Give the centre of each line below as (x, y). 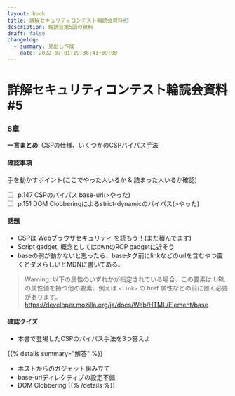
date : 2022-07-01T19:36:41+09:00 (69, 53)
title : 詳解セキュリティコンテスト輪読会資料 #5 (68, 20)
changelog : (23, 40)
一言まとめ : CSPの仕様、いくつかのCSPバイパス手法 (83, 146)
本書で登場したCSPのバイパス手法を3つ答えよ (84, 339)
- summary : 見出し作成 (44, 46)
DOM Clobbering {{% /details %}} (66, 385)
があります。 (43, 297)
